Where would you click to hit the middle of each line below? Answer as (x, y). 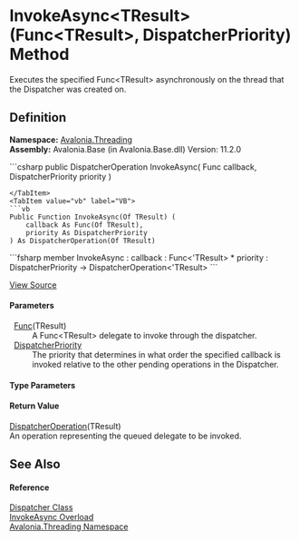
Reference (29, 487)
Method (39, 54)
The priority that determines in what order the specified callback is (156, 354)
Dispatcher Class (41, 507)
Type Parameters (43, 385)
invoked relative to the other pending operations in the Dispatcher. (155, 364)
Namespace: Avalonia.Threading (71, 139)
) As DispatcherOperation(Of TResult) (82, 241)
